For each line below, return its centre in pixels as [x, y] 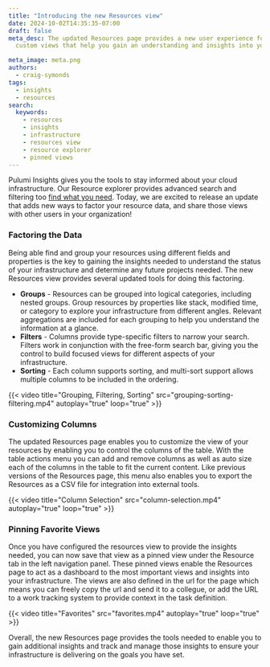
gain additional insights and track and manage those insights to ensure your [134, 646]
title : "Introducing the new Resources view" [86, 16]
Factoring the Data [45, 235]
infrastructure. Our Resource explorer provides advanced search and [123, 189]
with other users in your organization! [70, 215]
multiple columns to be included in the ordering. [99, 379]
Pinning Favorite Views [54, 529]
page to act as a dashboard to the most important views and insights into [129, 572]
